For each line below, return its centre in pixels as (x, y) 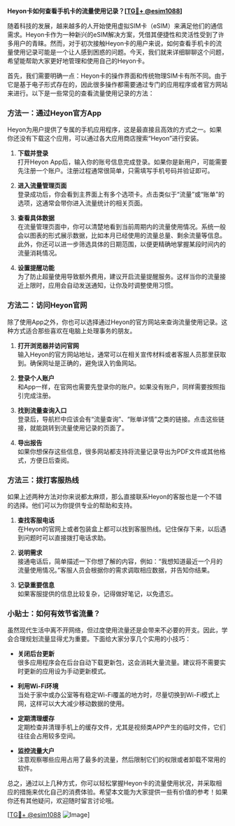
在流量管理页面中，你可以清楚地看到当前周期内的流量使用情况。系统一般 (121, 227)
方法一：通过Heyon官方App (55, 113)
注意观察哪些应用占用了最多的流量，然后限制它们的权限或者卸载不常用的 (121, 759)
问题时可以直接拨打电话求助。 (66, 538)
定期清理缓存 (36, 719)
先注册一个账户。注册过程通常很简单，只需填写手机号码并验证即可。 (115, 171)
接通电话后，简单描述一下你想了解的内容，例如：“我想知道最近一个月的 (120, 561)
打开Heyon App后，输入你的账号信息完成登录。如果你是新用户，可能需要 (122, 162)
